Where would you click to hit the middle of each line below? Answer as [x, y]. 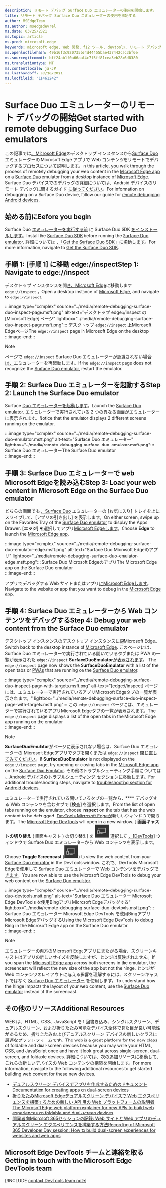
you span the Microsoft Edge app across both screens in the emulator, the [81, 963]
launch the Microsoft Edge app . [37, 534]
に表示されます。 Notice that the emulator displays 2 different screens [76, 418]
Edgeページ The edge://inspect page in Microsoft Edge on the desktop [77, 331]
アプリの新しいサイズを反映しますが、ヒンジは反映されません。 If [88, 957]
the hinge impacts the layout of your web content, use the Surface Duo [77, 986]
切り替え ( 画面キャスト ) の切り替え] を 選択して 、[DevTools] [84, 836]
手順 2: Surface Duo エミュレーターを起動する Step [83, 385]
